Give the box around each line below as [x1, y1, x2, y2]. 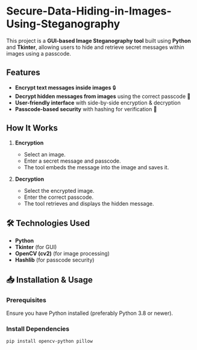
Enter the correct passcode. [23, 193, 94, 201]
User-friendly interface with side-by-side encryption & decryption [14, 99, 181, 106]
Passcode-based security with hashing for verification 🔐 [14, 105, 157, 112]
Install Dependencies [6, 325, 70, 333]
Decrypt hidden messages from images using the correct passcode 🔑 [14, 92, 191, 100]
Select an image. [23, 151, 66, 158]
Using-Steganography [6, 17, 120, 31]
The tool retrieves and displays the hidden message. [23, 199, 154, 207]
